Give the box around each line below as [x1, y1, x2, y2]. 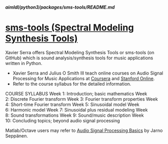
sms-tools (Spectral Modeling [5, 22, 134, 33]
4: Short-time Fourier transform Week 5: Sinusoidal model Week [5, 101, 139, 107]
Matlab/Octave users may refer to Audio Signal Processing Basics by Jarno [5, 127, 163, 133]
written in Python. [5, 60, 42, 66]
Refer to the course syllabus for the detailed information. [12, 81, 131, 87]
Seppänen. [5, 132, 29, 139]
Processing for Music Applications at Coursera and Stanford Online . [12, 75, 155, 81]
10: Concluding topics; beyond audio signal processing [5, 117, 120, 124]
